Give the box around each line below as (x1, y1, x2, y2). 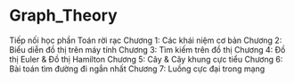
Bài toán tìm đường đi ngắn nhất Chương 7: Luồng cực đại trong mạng (9, 63, 265, 74)
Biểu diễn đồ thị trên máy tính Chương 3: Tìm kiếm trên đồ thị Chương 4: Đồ (9, 44, 286, 54)
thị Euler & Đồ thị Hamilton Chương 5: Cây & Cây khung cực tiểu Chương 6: (9, 54, 283, 64)
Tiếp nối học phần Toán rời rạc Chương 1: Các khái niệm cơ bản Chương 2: (9, 35, 282, 46)
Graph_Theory (9, 5, 118, 26)
